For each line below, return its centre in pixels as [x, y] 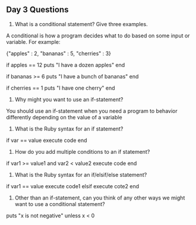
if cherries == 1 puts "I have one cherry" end [61, 88]
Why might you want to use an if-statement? [69, 99]
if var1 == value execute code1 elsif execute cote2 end [73, 186]
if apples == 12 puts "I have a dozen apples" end [66, 65]
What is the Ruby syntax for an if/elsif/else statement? [81, 175]
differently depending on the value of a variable [64, 117]
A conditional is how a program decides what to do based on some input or [98, 36]
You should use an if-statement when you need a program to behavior [92, 111]
